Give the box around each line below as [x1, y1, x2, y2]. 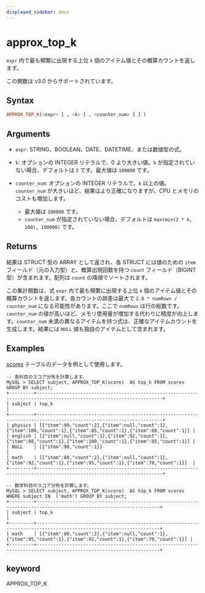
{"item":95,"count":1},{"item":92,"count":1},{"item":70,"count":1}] [6, 536, 188, 542]
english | [12, 433, 37, 439]
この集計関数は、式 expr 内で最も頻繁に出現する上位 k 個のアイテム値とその [6, 287, 197, 294]
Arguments [6, 128, 51, 139]
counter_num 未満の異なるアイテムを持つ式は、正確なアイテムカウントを [16, 317, 198, 325]
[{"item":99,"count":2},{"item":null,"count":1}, [39, 422, 168, 428]
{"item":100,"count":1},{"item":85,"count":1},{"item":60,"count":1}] [6, 427, 190, 433]
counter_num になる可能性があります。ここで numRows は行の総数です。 [6, 302, 182, 309]
